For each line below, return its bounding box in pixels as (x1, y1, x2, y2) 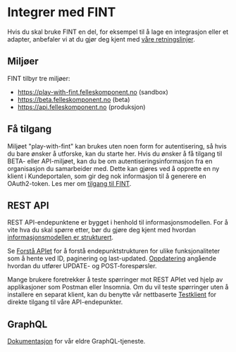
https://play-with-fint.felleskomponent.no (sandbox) (17, 87, 169, 96)
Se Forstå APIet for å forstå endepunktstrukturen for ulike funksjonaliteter (7, 247, 221, 256)
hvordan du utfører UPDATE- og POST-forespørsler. (7, 262, 157, 270)
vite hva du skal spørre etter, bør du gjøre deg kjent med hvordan (7, 226, 196, 234)
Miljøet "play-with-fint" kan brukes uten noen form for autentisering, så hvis (7, 142, 227, 150)
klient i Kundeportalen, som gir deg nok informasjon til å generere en (7, 172, 206, 180)
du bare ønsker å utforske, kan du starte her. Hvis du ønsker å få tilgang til (7, 149, 223, 158)
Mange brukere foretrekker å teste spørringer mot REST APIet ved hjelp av (7, 275, 223, 284)
